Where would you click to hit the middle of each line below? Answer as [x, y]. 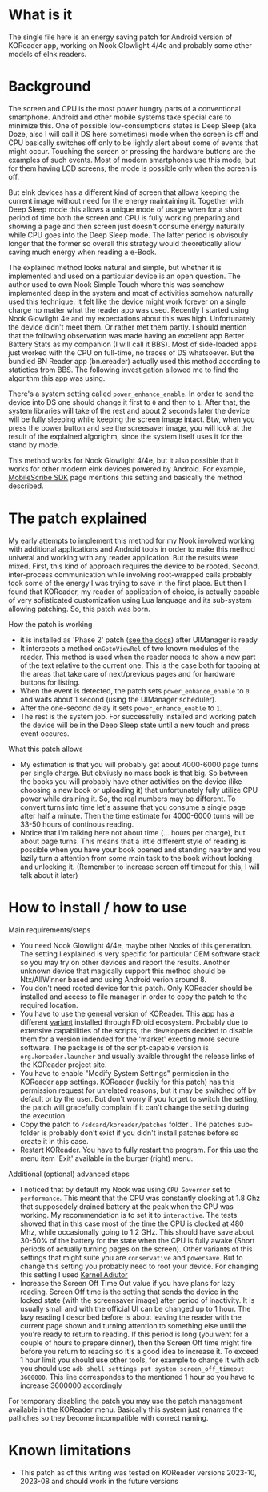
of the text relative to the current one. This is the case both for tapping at [140, 665]
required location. [49, 1005]
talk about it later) [49, 875]
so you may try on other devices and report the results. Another [125, 962]
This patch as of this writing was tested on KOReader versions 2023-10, [138, 1472]
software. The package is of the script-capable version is [114, 1047]
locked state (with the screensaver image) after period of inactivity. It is [137, 1300]
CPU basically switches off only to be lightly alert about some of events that [133, 143]
